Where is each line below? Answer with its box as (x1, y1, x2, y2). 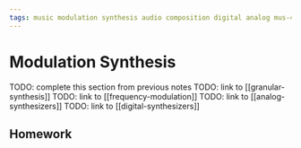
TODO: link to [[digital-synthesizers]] (64, 100, 200, 111)
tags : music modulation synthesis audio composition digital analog (9, 13, 271, 22)
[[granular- (245, 82, 285, 92)
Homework (9, 126, 73, 142)
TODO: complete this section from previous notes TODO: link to (9, 82, 244, 92)
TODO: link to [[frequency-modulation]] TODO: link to (52, 91, 249, 101)
